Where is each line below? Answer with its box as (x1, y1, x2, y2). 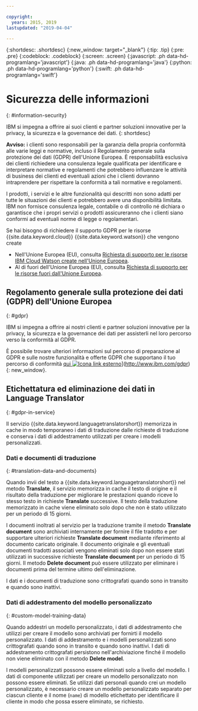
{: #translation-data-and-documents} (6, 467, 97, 475)
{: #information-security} (6, 112, 67, 119)
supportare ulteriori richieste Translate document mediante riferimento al (6, 534, 186, 542)
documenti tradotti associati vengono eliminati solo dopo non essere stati (6, 547, 184, 554)
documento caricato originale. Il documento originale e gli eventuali (6, 540, 170, 548)
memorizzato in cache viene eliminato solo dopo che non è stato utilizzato (6, 504, 187, 511)
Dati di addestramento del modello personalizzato (6, 598, 152, 607)
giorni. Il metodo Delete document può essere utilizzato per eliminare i (6, 559, 178, 566)
